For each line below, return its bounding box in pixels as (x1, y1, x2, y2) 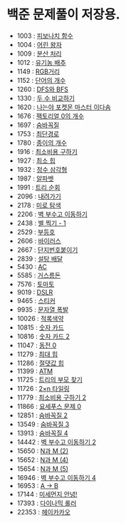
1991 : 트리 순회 (16, 183, 61, 191)
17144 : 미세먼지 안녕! (16, 489, 78, 498)
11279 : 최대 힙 (16, 350, 58, 358)
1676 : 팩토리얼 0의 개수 (16, 111, 85, 120)
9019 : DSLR (16, 288, 53, 296)
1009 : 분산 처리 (16, 49, 62, 58)
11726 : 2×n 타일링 (16, 384, 70, 392)
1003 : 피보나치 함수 (16, 31, 73, 40)
